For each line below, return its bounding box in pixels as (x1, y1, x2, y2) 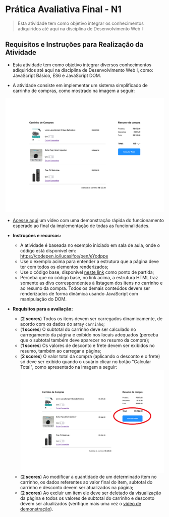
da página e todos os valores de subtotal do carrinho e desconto (20, 495, 155, 501)
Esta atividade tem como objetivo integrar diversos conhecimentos (12, 62, 152, 68)
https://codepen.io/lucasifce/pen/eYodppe (20, 253, 108, 259)
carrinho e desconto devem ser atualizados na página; (20, 485, 134, 491)
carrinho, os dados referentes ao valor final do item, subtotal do (20, 479, 153, 485)
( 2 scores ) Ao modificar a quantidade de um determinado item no (20, 474, 157, 480)
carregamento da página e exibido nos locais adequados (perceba (20, 331, 158, 337)
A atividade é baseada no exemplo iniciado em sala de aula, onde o (20, 242, 160, 248)
